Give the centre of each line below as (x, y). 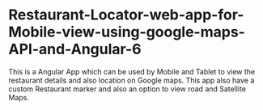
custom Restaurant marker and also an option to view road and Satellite (127, 89)
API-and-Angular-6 (75, 49)
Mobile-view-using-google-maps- (127, 32)
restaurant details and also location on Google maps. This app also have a (131, 80)
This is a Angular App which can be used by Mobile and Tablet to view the (132, 71)
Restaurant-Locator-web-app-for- (126, 15)
